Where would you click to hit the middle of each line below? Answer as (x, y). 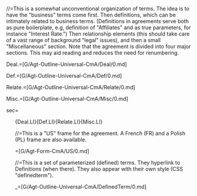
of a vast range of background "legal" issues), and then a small (83, 40)
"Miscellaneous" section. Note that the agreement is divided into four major (99, 46)
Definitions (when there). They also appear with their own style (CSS (99, 169)
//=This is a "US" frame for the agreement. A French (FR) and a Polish (100, 133)
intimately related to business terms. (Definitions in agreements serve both (98, 21)
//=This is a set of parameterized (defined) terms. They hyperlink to (97, 162)
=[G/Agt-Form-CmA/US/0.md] (52, 151)
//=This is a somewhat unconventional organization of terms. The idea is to (98, 9)
